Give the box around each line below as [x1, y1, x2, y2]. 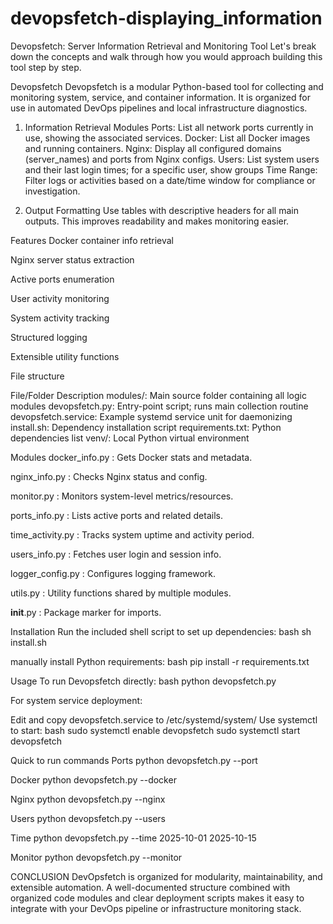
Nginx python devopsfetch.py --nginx [10, 793, 166, 805]
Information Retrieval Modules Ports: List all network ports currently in [24, 121, 314, 133]
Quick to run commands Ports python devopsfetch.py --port [10, 754, 258, 766]
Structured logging [10, 331, 88, 343]
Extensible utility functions [10, 350, 120, 362]
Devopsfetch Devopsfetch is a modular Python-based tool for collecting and [10, 80, 324, 92]
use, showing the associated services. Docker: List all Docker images [24, 132, 311, 144]
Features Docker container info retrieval [10, 234, 174, 246]
